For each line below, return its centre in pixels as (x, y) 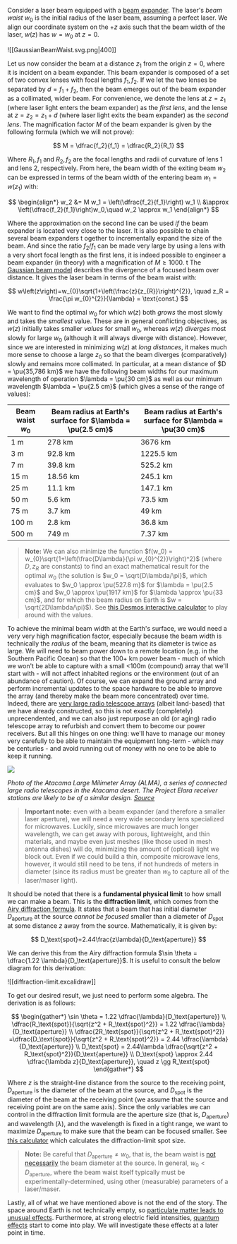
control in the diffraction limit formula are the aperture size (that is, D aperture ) (118, 1115)
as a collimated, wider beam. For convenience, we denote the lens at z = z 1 (116, 99)
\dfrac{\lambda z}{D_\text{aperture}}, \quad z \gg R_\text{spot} (119, 1062)
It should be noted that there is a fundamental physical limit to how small (114, 894)
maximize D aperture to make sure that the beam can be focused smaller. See (117, 1132)
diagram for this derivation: (47, 968)
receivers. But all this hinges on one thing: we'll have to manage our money (116, 733)
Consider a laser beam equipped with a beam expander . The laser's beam (115, 10)
